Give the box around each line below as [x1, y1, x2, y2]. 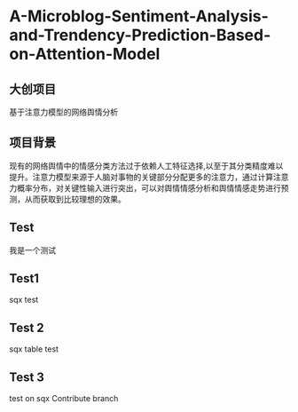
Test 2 [9, 320, 44, 335]
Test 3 [9, 369, 44, 384]
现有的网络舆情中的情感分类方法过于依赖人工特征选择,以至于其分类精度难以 [9, 160, 284, 170]
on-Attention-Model [9, 44, 161, 64]
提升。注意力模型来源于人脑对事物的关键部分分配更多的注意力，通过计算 [9, 171, 273, 182]
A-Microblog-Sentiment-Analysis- [9, 6, 269, 27]
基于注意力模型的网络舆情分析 [9, 107, 118, 117]
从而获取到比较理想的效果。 [24, 194, 126, 204]
